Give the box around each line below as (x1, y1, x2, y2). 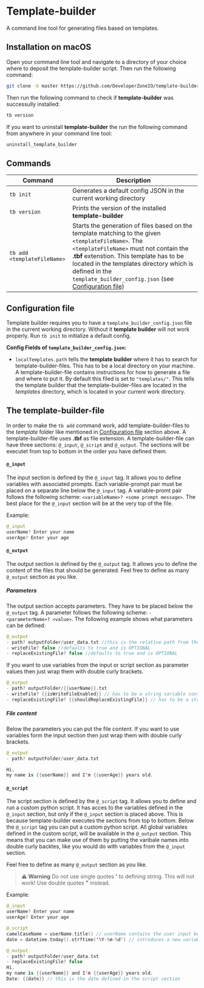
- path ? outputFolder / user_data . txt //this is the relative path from (6, 639, 189, 645)
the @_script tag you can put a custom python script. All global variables (6, 823, 188, 831)
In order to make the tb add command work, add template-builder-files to (6, 422, 190, 429)
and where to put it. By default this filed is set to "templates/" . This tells (15, 375, 194, 382)
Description (116, 176, 151, 185)
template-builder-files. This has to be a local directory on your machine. (15, 362, 195, 369)
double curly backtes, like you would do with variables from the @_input (6, 843, 186, 850)
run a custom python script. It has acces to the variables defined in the (6, 804, 183, 812)
